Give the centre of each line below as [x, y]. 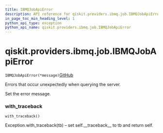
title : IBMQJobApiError [29, 9]
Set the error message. [28, 94]
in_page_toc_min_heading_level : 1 [40, 18]
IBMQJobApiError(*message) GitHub [39, 75]
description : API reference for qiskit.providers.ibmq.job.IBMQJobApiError [83, 14]
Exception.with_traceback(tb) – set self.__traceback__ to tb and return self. [79, 125]
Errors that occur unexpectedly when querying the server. [63, 85]
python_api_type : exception [33, 23]
